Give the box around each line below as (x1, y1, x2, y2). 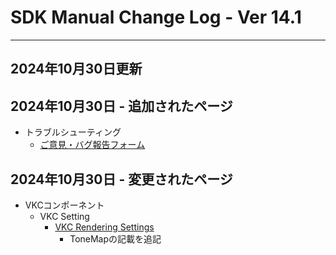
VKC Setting (39, 210, 90, 222)
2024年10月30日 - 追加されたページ (10, 97, 233, 115)
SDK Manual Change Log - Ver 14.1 (10, 6, 302, 29)
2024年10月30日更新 (10, 61, 143, 78)
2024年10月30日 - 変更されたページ (10, 171, 233, 188)
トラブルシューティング (24, 126, 122, 138)
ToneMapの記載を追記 (69, 232, 162, 245)
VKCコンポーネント (24, 199, 105, 211)
